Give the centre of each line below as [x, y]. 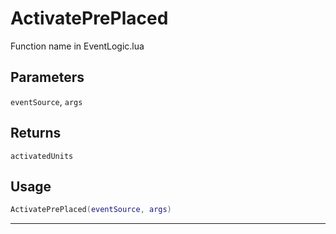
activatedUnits [42, 156]
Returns [36, 133]
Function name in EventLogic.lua [77, 46]
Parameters [47, 77]
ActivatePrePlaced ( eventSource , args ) [91, 210]
